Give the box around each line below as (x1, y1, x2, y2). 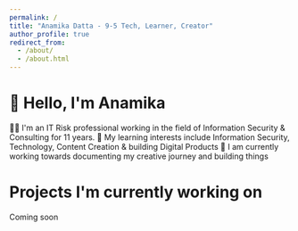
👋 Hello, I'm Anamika (9, 93, 166, 113)
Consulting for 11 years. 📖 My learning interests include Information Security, (9, 131, 290, 143)
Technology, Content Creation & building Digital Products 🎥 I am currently (9, 141, 279, 152)
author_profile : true (9, 29, 90, 38)
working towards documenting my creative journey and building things (9, 151, 269, 161)
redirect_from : (9, 37, 66, 47)
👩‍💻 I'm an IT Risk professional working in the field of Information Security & (9, 122, 286, 133)
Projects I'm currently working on (9, 182, 263, 202)
